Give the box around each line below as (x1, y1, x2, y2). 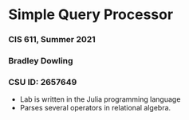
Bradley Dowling (8, 56, 73, 67)
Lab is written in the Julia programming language (19, 95, 181, 104)
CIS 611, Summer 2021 (8, 34, 96, 45)
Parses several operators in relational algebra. (19, 103, 171, 113)
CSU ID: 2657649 (8, 76, 77, 87)
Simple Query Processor (8, 6, 174, 24)
